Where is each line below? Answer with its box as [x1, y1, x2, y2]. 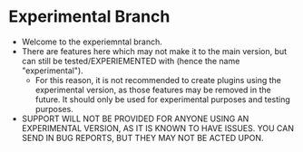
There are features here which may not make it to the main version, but [21, 45, 288, 56]
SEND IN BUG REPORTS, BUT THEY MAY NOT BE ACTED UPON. [21, 132, 264, 143]
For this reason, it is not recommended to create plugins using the [34, 74, 282, 85]
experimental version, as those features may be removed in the [34, 84, 271, 95]
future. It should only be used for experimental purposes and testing [34, 93, 291, 105]
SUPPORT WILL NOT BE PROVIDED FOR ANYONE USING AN [21, 113, 249, 124]
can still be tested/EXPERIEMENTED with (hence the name [21, 55, 240, 66]
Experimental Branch [8, 6, 171, 27]
